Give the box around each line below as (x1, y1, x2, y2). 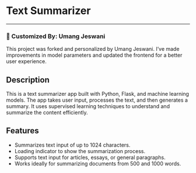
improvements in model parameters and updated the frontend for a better (6, 51, 183, 59)
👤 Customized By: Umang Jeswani (6, 32, 106, 40)
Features (6, 126, 39, 136)
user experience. (6, 58, 47, 65)
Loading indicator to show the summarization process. (14, 147, 146, 154)
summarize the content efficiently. (6, 109, 89, 116)
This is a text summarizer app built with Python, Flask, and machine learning (6, 91, 190, 98)
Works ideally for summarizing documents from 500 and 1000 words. (14, 160, 181, 167)
